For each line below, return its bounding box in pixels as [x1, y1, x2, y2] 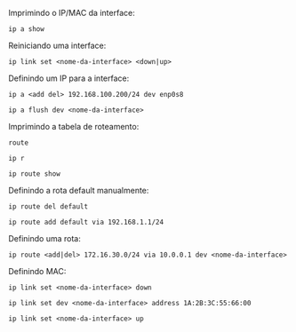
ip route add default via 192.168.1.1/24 [8, 217, 164, 226]
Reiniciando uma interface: [8, 40, 107, 51]
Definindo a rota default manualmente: [8, 186, 149, 195]
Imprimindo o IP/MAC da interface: [8, 8, 135, 18]
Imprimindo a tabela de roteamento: [8, 122, 140, 131]
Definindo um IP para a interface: [8, 73, 130, 83]
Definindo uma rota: [8, 233, 81, 243]
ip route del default [8, 202, 89, 211]
